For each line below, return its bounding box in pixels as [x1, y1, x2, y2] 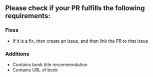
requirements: [5, 12, 51, 20]
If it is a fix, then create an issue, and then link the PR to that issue [12, 38, 148, 44]
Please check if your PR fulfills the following [5, 4, 145, 12]
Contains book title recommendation [12, 62, 87, 68]
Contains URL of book [12, 67, 58, 73]
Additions [5, 50, 29, 57]
